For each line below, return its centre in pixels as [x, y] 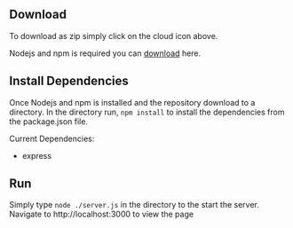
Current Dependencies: [52, 138]
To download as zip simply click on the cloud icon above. [114, 35]
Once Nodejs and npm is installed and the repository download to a [132, 102]
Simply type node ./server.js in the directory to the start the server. [135, 205]
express [36, 155]
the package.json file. [49, 121]
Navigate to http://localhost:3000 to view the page [101, 214]
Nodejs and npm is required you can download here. [105, 53]
